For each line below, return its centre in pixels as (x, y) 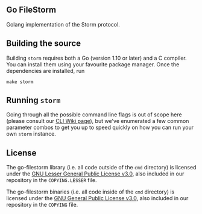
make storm (20, 82)
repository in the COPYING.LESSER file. (52, 180)
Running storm (33, 100)
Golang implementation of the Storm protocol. (63, 24)
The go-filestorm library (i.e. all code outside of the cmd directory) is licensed (101, 168)
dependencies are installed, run (46, 71)
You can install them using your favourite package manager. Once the (93, 64)
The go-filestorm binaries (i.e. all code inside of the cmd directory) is (90, 192)
